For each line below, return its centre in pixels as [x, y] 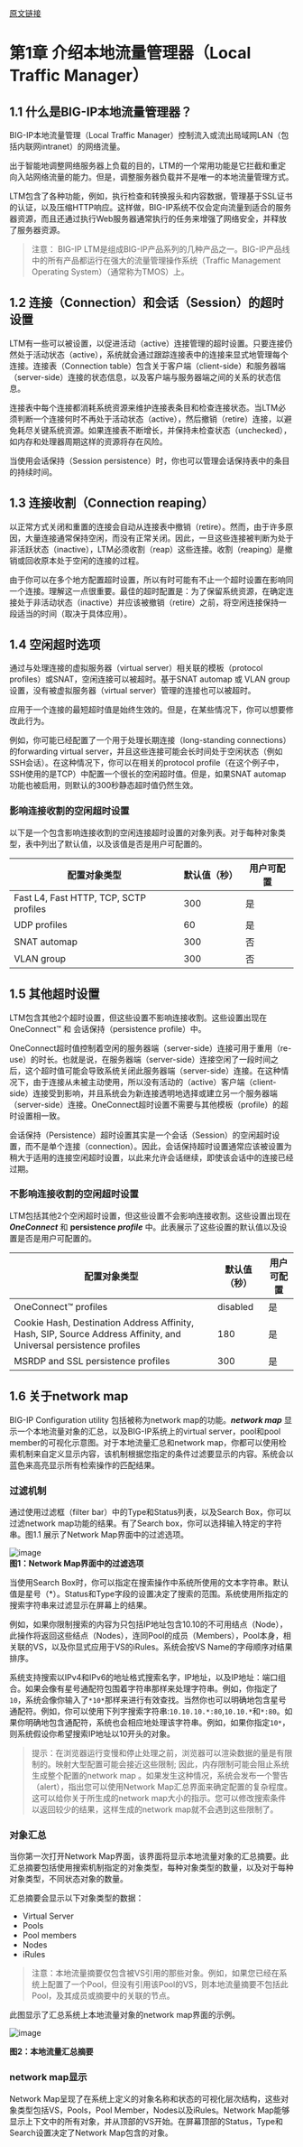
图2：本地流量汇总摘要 [51, 2051]
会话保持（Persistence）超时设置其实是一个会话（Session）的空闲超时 [141, 1135]
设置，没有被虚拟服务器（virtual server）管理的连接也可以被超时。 [133, 691]
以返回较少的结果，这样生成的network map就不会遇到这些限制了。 [155, 1809]
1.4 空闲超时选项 [55, 645]
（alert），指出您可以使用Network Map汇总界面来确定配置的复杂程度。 [162, 1787]
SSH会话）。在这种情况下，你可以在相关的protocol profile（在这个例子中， [147, 763]
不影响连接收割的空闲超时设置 [74, 1194]
